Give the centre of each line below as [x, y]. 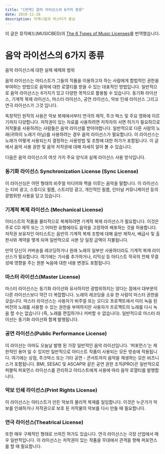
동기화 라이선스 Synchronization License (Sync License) [72, 171]
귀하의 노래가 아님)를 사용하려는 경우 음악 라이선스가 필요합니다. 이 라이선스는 [85, 135]
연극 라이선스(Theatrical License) [44, 422]
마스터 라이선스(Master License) [43, 277]
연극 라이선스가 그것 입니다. [32, 105]
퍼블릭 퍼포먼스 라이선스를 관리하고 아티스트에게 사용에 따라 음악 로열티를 [76, 370]
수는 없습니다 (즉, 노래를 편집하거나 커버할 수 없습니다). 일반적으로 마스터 [85, 313]
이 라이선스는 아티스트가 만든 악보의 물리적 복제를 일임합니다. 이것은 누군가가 [79, 402]
